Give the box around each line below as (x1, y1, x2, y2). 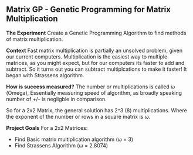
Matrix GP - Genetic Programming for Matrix (6, 5, 171, 15)
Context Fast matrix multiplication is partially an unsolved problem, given (6, 47, 183, 54)
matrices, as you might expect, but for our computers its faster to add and (6, 59, 185, 66)
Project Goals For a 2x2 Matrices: (6, 124, 88, 131)
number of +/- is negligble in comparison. (6, 95, 107, 102)
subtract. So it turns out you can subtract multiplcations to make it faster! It (6, 66, 187, 73)
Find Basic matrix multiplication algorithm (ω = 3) (14, 136, 134, 143)
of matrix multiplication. (6, 35, 63, 43)
